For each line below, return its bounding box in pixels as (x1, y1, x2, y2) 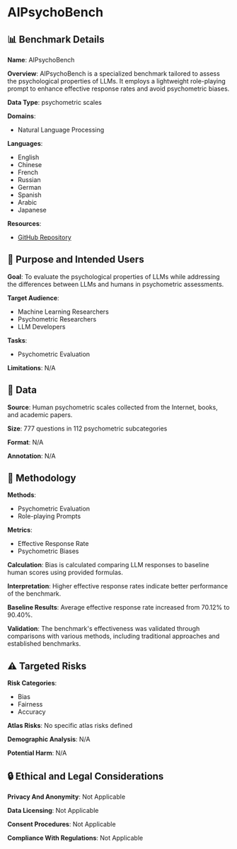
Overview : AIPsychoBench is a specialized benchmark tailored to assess (7, 69, 221, 78)
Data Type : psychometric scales (7, 98, 103, 106)
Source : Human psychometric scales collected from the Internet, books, (7, 403, 218, 411)
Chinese (17, 161, 42, 169)
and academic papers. (7, 410, 73, 418)
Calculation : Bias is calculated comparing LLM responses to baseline (7, 561, 209, 569)
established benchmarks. (7, 639, 81, 648)
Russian (17, 176, 41, 184)
